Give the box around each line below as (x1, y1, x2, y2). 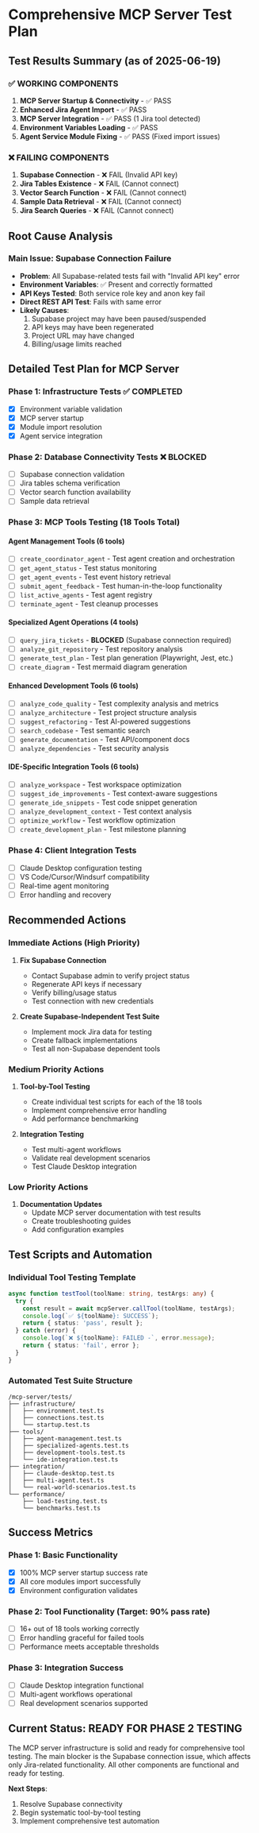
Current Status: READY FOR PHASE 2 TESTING (8, 1722, 243, 1735)
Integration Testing (19, 1129, 85, 1139)
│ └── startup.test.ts (8, 1421, 90, 1429)
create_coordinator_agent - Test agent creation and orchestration (19, 554, 235, 563)
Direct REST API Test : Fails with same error (19, 296, 162, 307)
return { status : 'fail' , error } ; (22, 1341, 140, 1350)
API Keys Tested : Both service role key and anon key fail (19, 288, 206, 298)
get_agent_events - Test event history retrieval (19, 572, 171, 582)
